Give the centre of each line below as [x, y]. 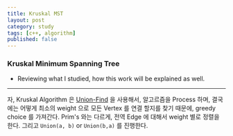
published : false [32, 40]
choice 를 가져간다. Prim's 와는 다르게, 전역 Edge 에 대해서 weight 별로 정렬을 [113, 117]
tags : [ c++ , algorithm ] [42, 33]
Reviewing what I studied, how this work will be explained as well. [111, 79]
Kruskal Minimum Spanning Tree [63, 64]
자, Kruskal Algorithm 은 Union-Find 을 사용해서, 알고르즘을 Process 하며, [109, 100]
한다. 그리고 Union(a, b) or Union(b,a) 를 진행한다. [78, 126]
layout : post [26, 20]
